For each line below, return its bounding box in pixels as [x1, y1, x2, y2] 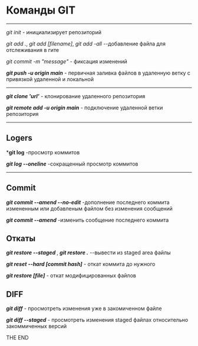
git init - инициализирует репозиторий [6, 28, 102, 35]
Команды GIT [6, 4, 75, 17]
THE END [6, 334, 29, 341]
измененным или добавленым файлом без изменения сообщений [6, 205, 173, 212]
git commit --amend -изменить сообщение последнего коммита [6, 216, 169, 224]
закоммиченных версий [6, 323, 67, 330]
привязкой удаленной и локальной [6, 75, 94, 83]
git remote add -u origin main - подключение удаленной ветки [6, 104, 163, 111]
